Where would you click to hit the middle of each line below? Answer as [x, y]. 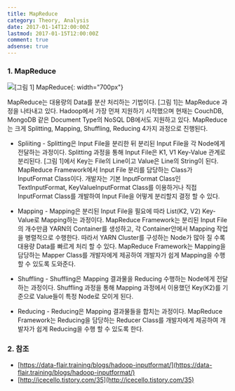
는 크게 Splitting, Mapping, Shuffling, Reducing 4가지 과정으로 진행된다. [108, 129]
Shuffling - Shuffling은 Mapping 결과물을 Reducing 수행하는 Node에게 [116, 279]
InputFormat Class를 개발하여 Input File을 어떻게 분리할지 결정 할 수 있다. [119, 196]
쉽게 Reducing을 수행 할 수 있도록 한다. [90, 329]
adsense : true [28, 46]
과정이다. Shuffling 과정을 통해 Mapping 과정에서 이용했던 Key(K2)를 [126, 288]
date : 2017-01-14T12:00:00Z [48, 27]
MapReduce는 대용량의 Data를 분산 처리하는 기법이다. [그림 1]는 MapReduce [114, 102]
